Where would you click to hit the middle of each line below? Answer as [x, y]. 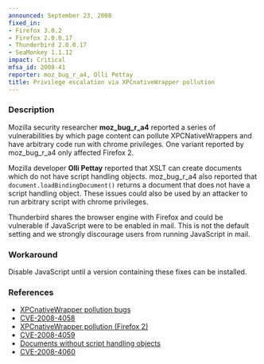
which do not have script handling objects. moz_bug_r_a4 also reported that [133, 176]
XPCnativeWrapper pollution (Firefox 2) [84, 327]
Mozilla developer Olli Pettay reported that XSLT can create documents [125, 168]
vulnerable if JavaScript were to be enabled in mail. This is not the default [129, 225]
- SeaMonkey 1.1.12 [41, 52]
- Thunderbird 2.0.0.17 [48, 45]
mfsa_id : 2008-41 [37, 68]
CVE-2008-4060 [47, 352]
